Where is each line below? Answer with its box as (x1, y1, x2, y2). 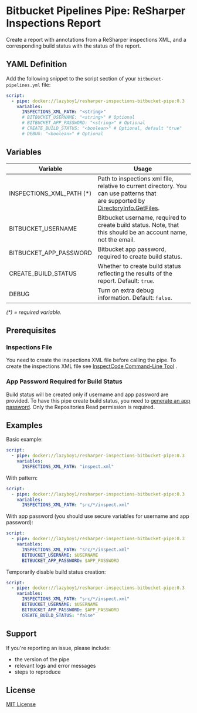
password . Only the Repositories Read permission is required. (6, 403, 155, 410)
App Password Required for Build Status (6, 377, 123, 386)
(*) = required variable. (6, 309, 62, 316)
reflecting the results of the (97, 269, 173, 277)
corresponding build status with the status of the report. (6, 42, 142, 49)
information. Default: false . (97, 293, 172, 302)
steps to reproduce (14, 668, 61, 675)
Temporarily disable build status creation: (6, 568, 106, 575)
